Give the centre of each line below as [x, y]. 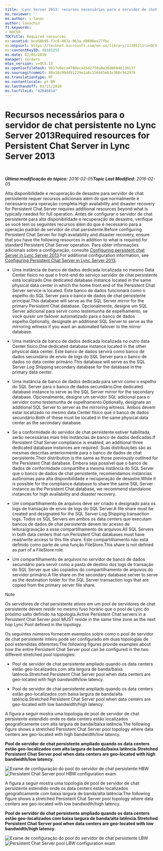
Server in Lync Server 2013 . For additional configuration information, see [77, 255]
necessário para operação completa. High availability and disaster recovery [80, 204]
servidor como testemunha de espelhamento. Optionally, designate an [81, 402]
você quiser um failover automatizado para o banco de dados [73, 317]
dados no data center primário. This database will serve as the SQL [79, 362]
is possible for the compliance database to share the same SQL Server [82, 484]
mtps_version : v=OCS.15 [29, 64]
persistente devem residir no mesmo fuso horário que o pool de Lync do [77, 609]
